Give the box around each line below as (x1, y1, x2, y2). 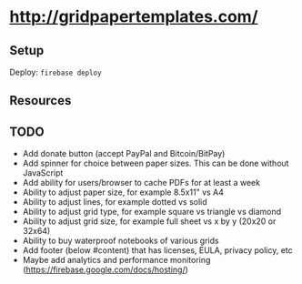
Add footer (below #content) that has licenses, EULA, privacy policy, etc (22, 245, 293, 256)
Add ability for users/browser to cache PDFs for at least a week (22, 177, 261, 188)
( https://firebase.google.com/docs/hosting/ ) (22, 264, 189, 275)
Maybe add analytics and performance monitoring (22, 255, 211, 266)
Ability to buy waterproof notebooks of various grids (22, 235, 220, 247)
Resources (9, 93, 72, 108)
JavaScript (22, 167, 64, 178)
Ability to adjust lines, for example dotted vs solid (22, 197, 207, 208)
